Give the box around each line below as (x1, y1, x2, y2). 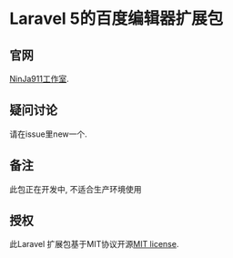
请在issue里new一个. (9, 129, 88, 139)
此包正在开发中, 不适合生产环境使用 (9, 183, 142, 194)
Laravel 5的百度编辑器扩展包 (9, 8, 224, 29)
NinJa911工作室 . (9, 74, 70, 84)
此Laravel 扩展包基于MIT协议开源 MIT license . (9, 239, 179, 250)
